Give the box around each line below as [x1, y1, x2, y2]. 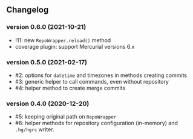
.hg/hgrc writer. [15, 126, 54, 133]
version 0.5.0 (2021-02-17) [6, 58, 88, 66]
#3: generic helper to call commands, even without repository [15, 78, 169, 85]
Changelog [6, 5, 49, 15]
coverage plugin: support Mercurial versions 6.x [15, 43, 135, 50]
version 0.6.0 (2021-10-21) [6, 23, 87, 31]
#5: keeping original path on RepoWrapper [15, 113, 117, 120]
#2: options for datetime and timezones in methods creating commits [15, 72, 188, 79]
